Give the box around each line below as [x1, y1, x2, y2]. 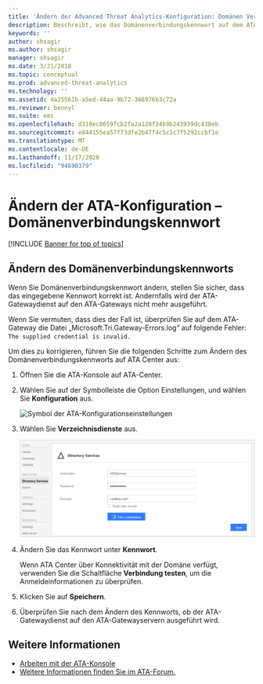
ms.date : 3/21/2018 [8, 63, 72, 71]
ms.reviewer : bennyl [8, 104, 76, 112]
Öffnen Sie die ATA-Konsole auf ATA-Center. [19, 370, 163, 380]
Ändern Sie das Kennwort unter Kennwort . [19, 544, 158, 554]
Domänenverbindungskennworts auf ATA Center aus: [8, 355, 180, 364]
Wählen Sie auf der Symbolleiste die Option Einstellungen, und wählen [19, 386, 247, 395]
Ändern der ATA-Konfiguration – [8, 196, 222, 214]
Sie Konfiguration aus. [19, 393, 94, 404]
